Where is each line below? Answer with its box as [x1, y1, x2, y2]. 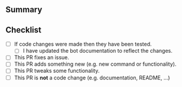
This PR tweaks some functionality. [14, 67, 100, 75]
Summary [5, 5, 43, 15]
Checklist [5, 25, 42, 35]
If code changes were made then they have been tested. [14, 41, 152, 48]
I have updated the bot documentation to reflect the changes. [22, 47, 173, 54]
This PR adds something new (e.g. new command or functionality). [14, 60, 177, 67]
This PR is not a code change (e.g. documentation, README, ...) [14, 74, 170, 81]
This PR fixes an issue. [14, 54, 69, 61]
